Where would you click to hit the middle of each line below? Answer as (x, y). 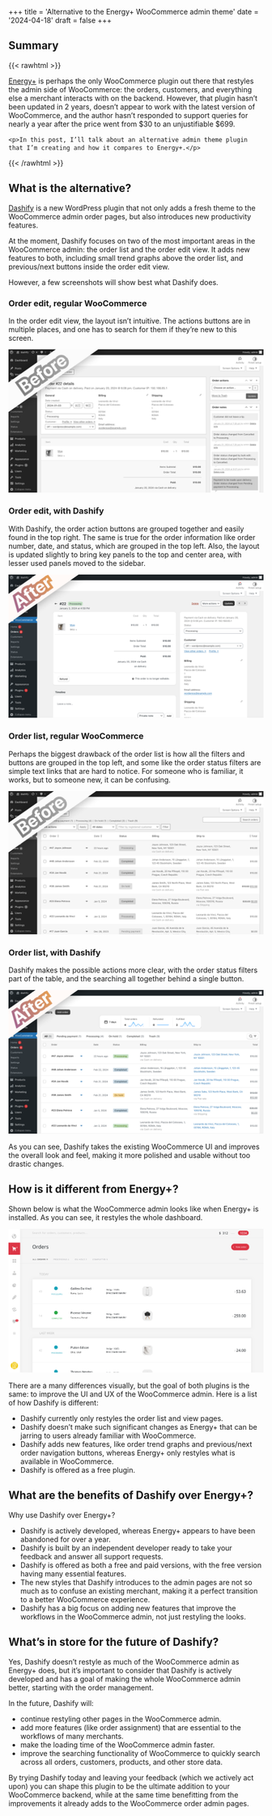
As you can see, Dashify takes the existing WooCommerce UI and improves (134, 1146)
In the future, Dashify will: (51, 1703)
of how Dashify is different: (53, 1402)
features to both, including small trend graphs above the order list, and (126, 257)
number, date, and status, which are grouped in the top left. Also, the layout (134, 546)
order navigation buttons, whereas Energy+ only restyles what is (127, 1452)
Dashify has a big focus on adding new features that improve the (128, 1608)
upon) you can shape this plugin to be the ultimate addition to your (119, 1786)
